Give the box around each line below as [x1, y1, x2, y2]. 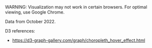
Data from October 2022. [5, 19, 56, 24]
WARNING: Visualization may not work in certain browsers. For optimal [5, 4, 148, 10]
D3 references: [5, 28, 35, 33]
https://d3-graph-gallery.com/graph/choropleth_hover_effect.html [12, 37, 146, 43]
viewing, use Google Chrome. [5, 9, 65, 15]
